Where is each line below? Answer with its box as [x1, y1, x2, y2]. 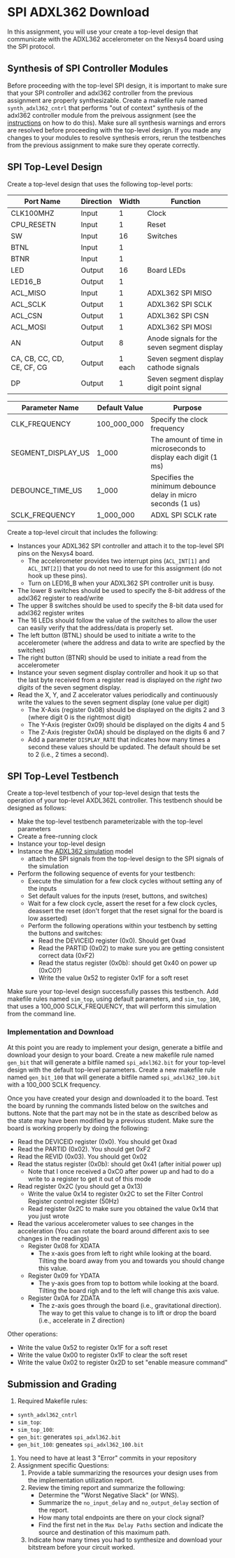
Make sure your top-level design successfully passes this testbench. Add [7, 988, 219, 996]
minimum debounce [150, 481, 217, 491]
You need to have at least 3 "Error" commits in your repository [17, 1454, 197, 1462]
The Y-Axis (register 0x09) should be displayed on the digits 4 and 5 [27, 720, 225, 729]
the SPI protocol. [7, 42, 56, 50]
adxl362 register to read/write [17, 594, 104, 602]
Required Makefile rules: [17, 1397, 88, 1405]
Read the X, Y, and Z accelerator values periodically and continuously [17, 690, 218, 699]
